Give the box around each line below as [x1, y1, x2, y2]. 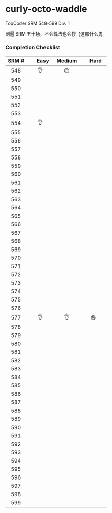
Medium [56, 57, 77, 64]
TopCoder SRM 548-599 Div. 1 [5, 20, 70, 26]
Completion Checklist [5, 44, 60, 51]
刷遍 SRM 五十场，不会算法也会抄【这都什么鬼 [5, 30, 103, 37]
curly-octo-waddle [5, 3, 87, 15]
